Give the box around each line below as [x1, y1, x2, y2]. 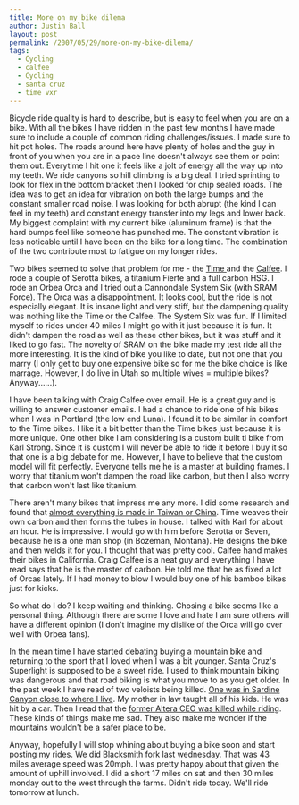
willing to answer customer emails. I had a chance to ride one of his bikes [9, 403, 279, 414]
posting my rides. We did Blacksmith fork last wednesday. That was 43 [9, 749, 270, 759]
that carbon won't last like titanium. [9, 479, 138, 490]
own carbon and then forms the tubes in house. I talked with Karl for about [9, 516, 283, 527]
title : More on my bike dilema [9, 13, 126, 22]
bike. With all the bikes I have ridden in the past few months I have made [9, 122, 275, 132]
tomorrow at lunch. [9, 786, 79, 797]
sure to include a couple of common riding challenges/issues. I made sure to [9, 131, 291, 142]
